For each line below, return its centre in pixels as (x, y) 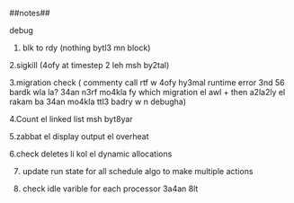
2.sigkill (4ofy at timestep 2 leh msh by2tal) (89, 65)
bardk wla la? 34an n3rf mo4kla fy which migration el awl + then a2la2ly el (147, 92)
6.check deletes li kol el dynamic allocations (91, 154)
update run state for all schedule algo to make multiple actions (138, 171)
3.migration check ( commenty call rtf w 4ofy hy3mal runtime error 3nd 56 (147, 83)
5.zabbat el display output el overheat (79, 137)
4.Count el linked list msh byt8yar (71, 119)
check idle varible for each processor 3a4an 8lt (110, 189)
